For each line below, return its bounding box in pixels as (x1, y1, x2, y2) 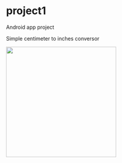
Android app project (6, 24, 55, 31)
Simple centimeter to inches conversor (6, 35, 100, 42)
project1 (6, 4, 46, 18)
